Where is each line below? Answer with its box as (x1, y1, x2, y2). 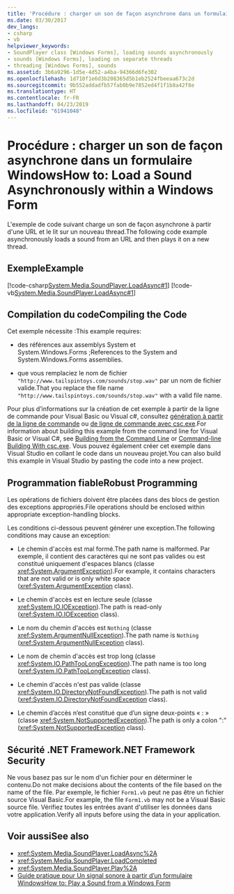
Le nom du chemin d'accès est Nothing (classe (17, 624, 152, 632)
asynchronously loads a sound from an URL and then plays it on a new (7, 234, 210, 243)
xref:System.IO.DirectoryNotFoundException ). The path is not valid (17, 688, 208, 696)
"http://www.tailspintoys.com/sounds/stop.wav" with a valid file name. (17, 392, 222, 400)
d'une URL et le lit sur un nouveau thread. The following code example (7, 228, 208, 236)
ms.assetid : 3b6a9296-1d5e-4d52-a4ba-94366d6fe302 (7, 68, 157, 75)
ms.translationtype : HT (7, 88, 77, 95)
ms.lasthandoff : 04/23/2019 (7, 101, 89, 108)
